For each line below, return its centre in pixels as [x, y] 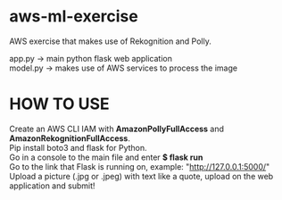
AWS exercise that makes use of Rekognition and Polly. [110, 41]
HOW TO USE [59, 104]
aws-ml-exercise [74, 17]
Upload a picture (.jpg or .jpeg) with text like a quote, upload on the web [141, 176]
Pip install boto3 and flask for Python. [78, 147]
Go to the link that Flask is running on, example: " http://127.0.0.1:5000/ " [140, 166]
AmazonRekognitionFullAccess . [70, 138]
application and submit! [52, 186]
